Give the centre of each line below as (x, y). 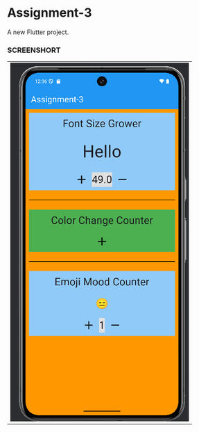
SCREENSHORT (34, 50)
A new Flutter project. (38, 32)
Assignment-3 (50, 13)
